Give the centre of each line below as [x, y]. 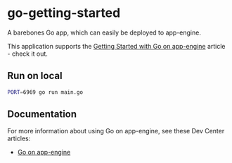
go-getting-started [64, 13]
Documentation [42, 114]
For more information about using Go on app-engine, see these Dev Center [116, 131]
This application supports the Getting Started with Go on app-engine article [117, 46]
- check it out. [27, 54]
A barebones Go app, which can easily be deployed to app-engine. [104, 32]
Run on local [35, 76]
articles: [19, 138]
